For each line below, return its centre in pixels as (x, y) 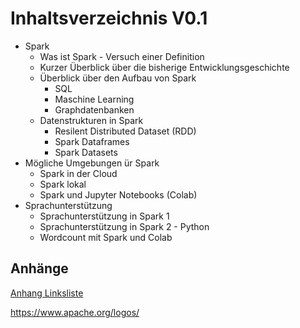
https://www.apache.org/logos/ (75, 312)
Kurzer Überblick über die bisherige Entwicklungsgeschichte (164, 67)
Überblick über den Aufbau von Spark (118, 78)
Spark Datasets (86, 152)
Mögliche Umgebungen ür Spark (92, 163)
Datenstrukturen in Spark (91, 120)
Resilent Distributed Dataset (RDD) (125, 131)
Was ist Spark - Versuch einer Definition (122, 56)
